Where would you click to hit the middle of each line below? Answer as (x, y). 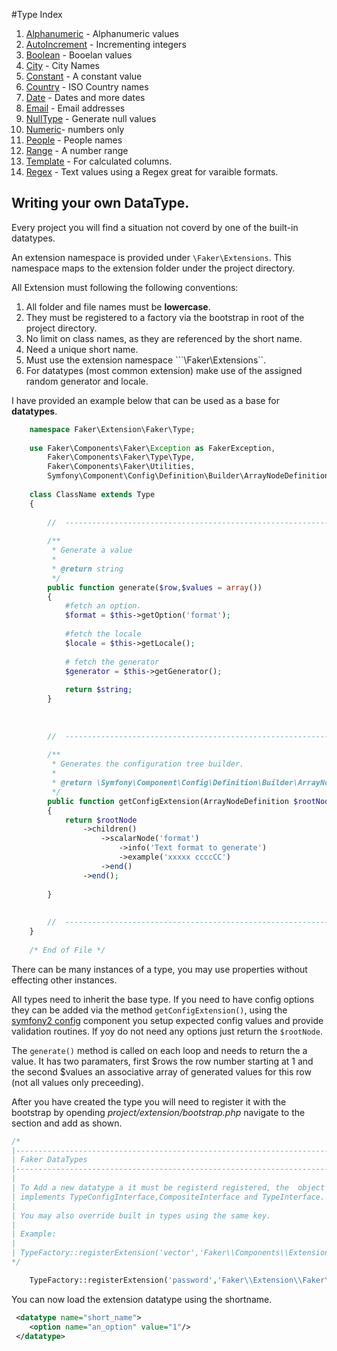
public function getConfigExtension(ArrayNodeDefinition (168, 801)
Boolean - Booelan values (79, 55)
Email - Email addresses (75, 108)
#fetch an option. (103, 606)
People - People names (74, 140)
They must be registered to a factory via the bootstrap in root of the (165, 317)
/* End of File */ (67, 950)
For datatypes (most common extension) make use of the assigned (164, 370)
